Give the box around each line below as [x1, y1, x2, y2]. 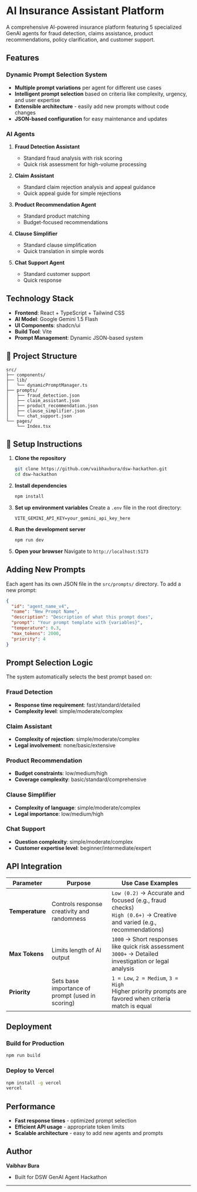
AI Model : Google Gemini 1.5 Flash [14, 315, 98, 322]
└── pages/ [6, 418, 33, 424]
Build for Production [6, 1039, 64, 1047]
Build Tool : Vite [14, 327, 52, 335]
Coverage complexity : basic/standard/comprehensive [14, 776, 147, 783]
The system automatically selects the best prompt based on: [6, 673, 152, 680]
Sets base [52, 977, 79, 985]
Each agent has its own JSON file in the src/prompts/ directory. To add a [6, 580, 181, 587]
